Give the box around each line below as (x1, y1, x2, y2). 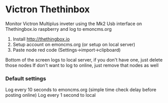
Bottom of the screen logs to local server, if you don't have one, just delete (5, 56, 163, 63)
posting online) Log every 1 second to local (5, 92, 96, 98)
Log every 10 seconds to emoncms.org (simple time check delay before (5, 87, 157, 93)
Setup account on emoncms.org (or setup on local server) (12, 41, 136, 47)
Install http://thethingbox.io (12, 36, 70, 42)
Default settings (5, 75, 46, 82)
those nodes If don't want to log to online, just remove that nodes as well (5, 62, 159, 68)
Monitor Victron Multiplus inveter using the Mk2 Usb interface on (5, 20, 142, 27)
